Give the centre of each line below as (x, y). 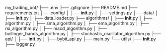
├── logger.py (20, 44)
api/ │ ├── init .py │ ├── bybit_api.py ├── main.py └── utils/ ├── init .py (81, 39)
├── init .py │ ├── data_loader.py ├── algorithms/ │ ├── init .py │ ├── (79, 18)
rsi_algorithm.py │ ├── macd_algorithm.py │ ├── (56, 28)
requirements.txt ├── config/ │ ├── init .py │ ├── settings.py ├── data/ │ (82, 13)
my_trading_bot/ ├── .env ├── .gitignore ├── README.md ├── (71, 8)
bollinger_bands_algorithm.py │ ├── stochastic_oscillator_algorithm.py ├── (83, 34)
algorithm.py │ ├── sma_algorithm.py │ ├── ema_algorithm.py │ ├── (77, 23)
